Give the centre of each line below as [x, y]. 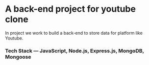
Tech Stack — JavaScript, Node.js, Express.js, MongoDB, [74, 51]
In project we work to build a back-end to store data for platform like [74, 33]
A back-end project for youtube [71, 9]
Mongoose [18, 57]
